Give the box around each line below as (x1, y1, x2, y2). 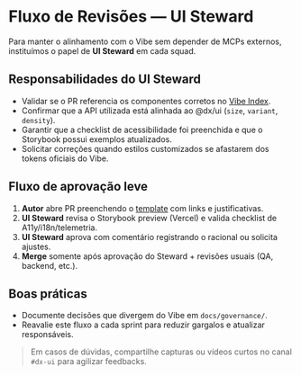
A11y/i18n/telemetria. (21, 222, 98, 233)
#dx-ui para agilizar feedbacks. (30, 356, 148, 367)
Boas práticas (8, 286, 87, 301)
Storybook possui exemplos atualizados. (21, 133, 173, 145)
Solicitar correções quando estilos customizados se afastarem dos (21, 143, 269, 154)
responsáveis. (21, 329, 74, 340)
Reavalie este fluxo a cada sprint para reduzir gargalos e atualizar (21, 319, 265, 330)
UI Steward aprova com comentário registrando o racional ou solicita (21, 231, 278, 242)
